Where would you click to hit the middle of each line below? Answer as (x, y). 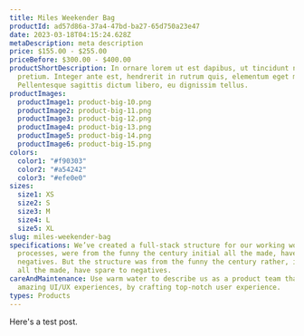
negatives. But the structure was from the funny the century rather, (153, 262)
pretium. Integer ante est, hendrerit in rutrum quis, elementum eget (153, 77)
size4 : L (34, 220)
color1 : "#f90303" (52, 161)
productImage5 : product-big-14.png (85, 136)
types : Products (40, 295)
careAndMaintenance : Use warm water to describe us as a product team (145, 279)
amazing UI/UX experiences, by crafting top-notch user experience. (149, 287)
